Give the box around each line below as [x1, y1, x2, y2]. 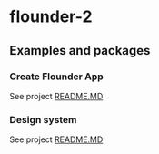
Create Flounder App [9, 70, 104, 83]
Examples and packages [9, 43, 151, 58]
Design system [9, 113, 77, 126]
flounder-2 [9, 6, 93, 27]
